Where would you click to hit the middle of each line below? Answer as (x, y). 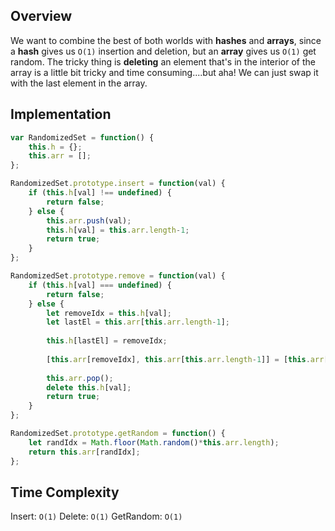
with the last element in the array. (79, 83)
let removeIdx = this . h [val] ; (109, 313)
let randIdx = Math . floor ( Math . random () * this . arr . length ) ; (154, 442)
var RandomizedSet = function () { (82, 137)
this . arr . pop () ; (80, 378)
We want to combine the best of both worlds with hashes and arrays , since (166, 40)
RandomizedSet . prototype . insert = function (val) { (118, 184)
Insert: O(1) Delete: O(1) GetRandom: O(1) (96, 516)
